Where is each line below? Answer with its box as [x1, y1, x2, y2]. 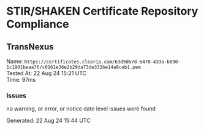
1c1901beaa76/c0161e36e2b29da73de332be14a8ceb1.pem [6, 64, 141, 70]
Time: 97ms [6, 76, 36, 83]
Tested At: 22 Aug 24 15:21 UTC [6, 70, 87, 77]
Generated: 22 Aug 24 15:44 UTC [6, 117, 91, 125]
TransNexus [6, 42, 54, 52]
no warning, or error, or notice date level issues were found [6, 105, 156, 112]
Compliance [6, 17, 69, 31]
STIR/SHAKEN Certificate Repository [6, 4, 198, 18]
